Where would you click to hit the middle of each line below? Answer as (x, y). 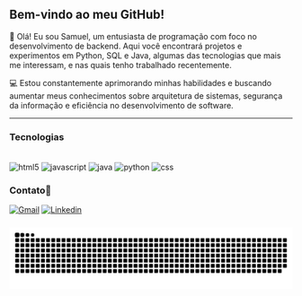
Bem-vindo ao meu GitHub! (87, 15)
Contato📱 (31, 190)
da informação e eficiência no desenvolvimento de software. (121, 105)
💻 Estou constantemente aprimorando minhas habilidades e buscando (141, 83)
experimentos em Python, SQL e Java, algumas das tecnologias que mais (145, 55)
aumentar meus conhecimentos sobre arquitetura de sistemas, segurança (146, 96)
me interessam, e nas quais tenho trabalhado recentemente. (120, 65)
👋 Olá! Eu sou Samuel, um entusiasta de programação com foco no (133, 36)
